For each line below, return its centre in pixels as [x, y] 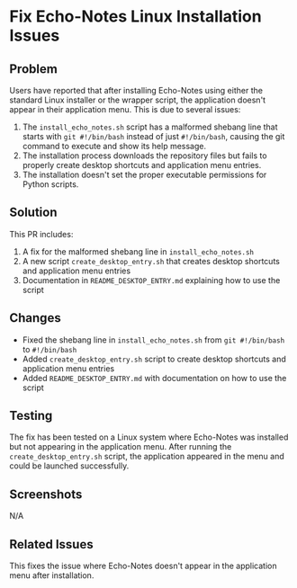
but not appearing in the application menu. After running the [121, 447]
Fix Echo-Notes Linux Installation [136, 17]
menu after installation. [52, 575]
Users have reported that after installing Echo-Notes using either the [136, 90]
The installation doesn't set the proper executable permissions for [144, 174]
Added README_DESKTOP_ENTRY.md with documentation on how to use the [154, 378]
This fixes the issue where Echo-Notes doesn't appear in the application [143, 566]
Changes [35, 318]
